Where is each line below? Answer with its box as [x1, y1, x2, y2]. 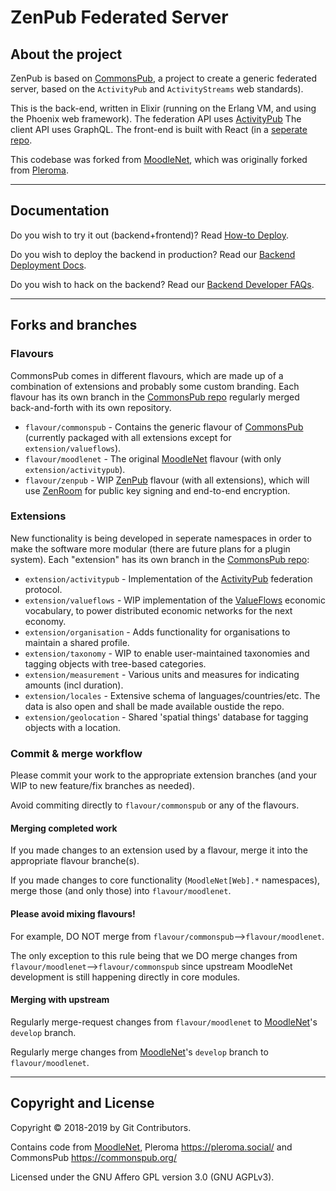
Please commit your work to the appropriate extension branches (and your [10, 769, 317, 781]
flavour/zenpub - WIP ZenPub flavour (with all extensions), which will [24, 474, 310, 486]
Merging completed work [10, 822, 118, 834]
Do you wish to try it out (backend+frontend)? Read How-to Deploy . [10, 229, 290, 241]
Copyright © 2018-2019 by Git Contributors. [10, 1121, 192, 1133]
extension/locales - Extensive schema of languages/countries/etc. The [24, 689, 321, 701]
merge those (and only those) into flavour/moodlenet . [10, 885, 232, 897]
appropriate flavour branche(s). [10, 855, 140, 867]
